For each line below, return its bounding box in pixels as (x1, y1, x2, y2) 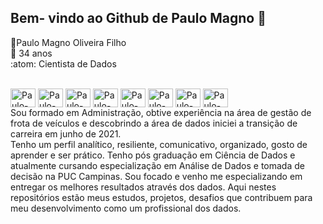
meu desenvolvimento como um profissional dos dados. (10, 202, 242, 214)
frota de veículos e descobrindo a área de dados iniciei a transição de (10, 117, 298, 129)
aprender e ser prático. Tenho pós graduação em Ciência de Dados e (10, 149, 296, 161)
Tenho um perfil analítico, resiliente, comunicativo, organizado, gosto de (10, 138, 308, 150)
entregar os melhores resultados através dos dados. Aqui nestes (10, 181, 277, 193)
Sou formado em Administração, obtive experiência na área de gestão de (10, 106, 312, 118)
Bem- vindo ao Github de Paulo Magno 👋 (10, 10, 267, 27)
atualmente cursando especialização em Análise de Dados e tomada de (10, 159, 305, 171)
